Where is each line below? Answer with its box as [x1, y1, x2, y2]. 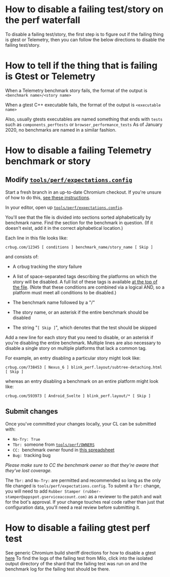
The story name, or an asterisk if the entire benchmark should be [12, 309, 149, 315]
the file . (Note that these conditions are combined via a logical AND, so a [12, 284, 165, 290]
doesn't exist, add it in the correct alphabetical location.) [5, 225, 123, 231]
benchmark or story [5, 156, 91, 167]
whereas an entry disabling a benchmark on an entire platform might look [5, 378, 159, 384]
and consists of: [5, 253, 39, 260]
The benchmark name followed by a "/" [12, 299, 95, 306]
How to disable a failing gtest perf [5, 522, 151, 533]
